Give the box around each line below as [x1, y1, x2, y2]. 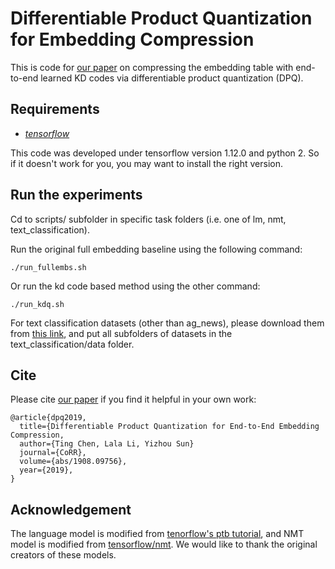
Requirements [10, 101, 100, 118]
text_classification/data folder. [10, 338, 135, 350]
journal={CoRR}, [19, 448, 87, 458]
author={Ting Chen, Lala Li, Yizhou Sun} [19, 439, 195, 449]
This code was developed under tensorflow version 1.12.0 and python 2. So [10, 147, 320, 159]
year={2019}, [19, 465, 74, 476]
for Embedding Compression [10, 28, 255, 51]
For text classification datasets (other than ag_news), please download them [10, 317, 325, 329]
